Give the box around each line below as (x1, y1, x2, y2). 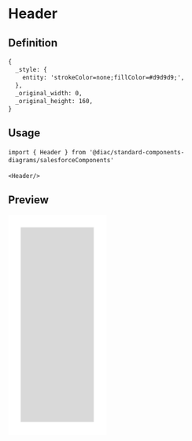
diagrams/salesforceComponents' (8, 156, 114, 164)
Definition (8, 36, 57, 50)
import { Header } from (8, 148, 87, 156)
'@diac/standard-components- (89, 148, 185, 156)
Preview (8, 194, 50, 207)
